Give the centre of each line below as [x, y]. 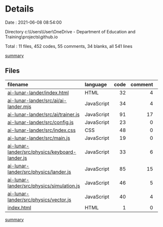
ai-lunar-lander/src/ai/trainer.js [44, 114]
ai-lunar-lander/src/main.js [39, 138]
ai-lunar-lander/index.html [38, 92]
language [96, 84]
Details [19, 9]
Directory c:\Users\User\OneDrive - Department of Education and [70, 31]
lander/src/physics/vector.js [39, 199]
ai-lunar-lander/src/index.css [42, 130]
